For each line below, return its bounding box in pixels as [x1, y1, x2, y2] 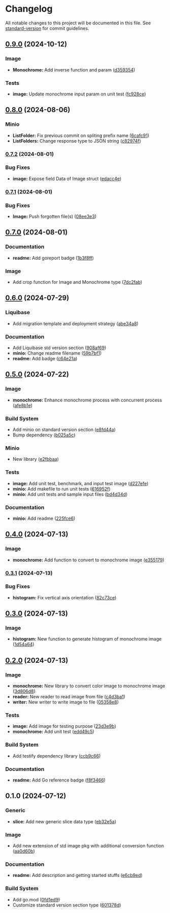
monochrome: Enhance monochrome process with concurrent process [12, 397, 162, 403]
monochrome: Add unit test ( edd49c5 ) [12, 729, 95, 735]
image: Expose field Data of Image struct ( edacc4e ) [12, 176, 122, 182]
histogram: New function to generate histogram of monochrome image [12, 636, 162, 642]
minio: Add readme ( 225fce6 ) [12, 515, 76, 521]
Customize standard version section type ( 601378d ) [12, 902, 121, 908]
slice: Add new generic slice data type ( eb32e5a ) [12, 818, 117, 825]
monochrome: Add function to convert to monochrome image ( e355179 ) [12, 557, 165, 563]
